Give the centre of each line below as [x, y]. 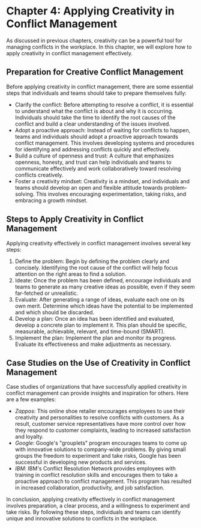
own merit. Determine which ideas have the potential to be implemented [104, 306]
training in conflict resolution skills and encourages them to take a [96, 475]
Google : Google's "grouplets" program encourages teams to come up [101, 443]
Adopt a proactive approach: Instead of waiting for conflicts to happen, [103, 130]
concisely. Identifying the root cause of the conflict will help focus [96, 267]
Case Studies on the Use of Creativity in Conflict [98, 363]
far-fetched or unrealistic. [46, 293]
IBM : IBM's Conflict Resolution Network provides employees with [95, 469]
